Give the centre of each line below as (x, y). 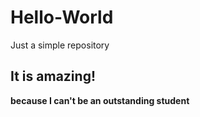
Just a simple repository (60, 45)
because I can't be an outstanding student (100, 100)
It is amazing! (53, 76)
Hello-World (62, 17)
